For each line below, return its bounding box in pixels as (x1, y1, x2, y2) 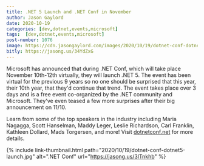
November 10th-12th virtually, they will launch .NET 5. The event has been (6, 71, 191, 79)
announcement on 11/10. (6, 104, 67, 111)
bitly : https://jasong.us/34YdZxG (6, 48, 94, 55)
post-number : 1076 (6, 37, 53, 43)
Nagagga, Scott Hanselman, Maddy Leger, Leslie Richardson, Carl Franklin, (6, 122, 194, 129)
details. (6, 134, 25, 142)
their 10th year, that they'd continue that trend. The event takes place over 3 (6, 84, 196, 91)
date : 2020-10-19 (6, 20, 50, 26)
